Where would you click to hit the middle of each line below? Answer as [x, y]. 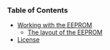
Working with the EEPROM [55, 25]
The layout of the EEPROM [65, 32]
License [28, 40]
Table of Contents [38, 10]
